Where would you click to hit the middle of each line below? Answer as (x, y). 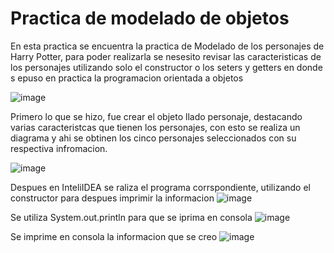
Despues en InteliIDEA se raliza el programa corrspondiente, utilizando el (160, 187)
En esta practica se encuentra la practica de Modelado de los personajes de (167, 46)
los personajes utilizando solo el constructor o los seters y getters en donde (166, 67)
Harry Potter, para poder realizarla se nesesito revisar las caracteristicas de (166, 56)
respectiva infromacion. (59, 148)
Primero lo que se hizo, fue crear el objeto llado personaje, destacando (156, 116)
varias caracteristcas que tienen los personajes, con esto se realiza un (155, 127)
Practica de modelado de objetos (150, 18)
